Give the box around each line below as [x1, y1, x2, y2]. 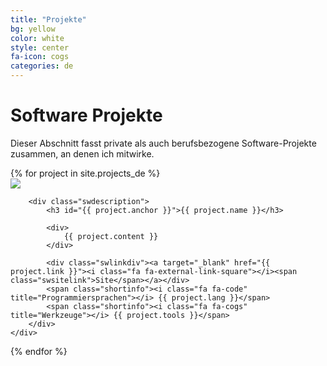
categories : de [10, 61, 74, 71]
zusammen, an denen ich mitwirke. [10, 147, 155, 160]
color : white [10, 33, 65, 43]
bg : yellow [10, 24, 56, 34]
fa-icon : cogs [10, 52, 70, 62]
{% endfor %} [10, 345, 68, 357]
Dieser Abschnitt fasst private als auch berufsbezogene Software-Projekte [10, 137, 317, 149]
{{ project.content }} [63, 231, 159, 241]
